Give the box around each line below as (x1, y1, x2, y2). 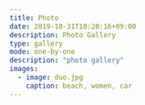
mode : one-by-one (9, 47, 76, 57)
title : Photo (9, 13, 59, 23)
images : (9, 65, 39, 74)
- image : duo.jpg (17, 73, 84, 82)
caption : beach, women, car (26, 81, 132, 90)
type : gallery (9, 38, 64, 48)
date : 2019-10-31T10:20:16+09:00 (9, 22, 137, 31)
